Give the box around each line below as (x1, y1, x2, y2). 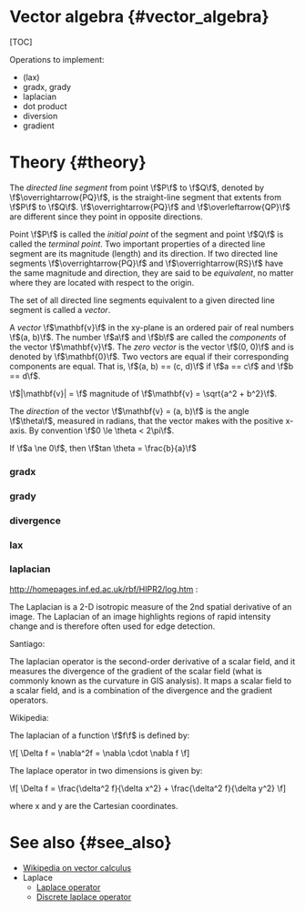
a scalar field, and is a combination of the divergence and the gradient (9, 684, 273, 695)
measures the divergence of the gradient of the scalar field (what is (9, 665, 262, 676)
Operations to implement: (9, 54, 105, 65)
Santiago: (9, 638, 46, 649)
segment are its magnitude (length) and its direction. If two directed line (9, 248, 279, 258)
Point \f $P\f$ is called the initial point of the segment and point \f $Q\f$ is (9, 228, 284, 239)
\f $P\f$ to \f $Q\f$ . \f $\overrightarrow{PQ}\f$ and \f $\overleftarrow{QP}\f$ (9, 201, 291, 212)
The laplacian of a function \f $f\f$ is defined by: (9, 730, 190, 741)
